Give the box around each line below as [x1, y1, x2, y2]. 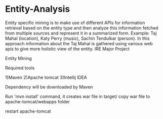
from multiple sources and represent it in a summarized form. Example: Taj [5, 30, 157, 36]
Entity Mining [5, 55, 32, 61]
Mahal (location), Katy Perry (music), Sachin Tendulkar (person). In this [5, 35, 150, 41]
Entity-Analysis [5, 3, 70, 15]
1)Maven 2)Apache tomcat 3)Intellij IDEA [5, 74, 87, 80]
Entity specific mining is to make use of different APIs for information [5, 20, 145, 26]
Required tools [5, 65, 35, 71]
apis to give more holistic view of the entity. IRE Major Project [5, 46, 130, 52]
